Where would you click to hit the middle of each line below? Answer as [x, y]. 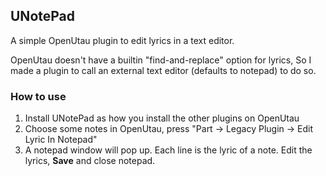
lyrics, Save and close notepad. [90, 161]
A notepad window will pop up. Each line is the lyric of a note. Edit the [168, 150]
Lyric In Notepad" [61, 140]
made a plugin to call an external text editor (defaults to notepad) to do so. [163, 70]
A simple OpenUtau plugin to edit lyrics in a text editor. [122, 40]
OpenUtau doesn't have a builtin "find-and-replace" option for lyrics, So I [161, 60]
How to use [38, 96]
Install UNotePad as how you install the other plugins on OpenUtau [162, 118]
